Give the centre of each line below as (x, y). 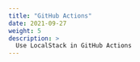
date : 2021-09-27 (38, 23)
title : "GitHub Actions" (50, 16)
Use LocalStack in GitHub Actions (74, 46)
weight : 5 (25, 31)
